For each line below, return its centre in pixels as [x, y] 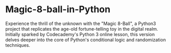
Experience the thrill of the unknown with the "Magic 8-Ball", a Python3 [81, 23]
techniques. [18, 45]
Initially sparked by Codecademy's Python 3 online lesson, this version [80, 34]
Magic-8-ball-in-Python [58, 9]
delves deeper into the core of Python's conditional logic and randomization [85, 40]
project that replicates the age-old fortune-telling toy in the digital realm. [82, 29]
